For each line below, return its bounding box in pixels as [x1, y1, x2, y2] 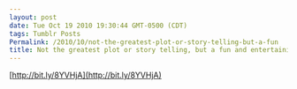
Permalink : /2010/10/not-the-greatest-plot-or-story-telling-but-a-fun [9, 37, 278, 47]
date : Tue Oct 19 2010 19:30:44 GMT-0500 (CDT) [9, 21, 188, 30]
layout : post [9, 12, 57, 22]
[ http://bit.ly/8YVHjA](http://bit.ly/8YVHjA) [9, 70, 162, 80]
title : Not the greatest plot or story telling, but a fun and [9, 46, 247, 55]
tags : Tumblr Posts [9, 29, 81, 38]
